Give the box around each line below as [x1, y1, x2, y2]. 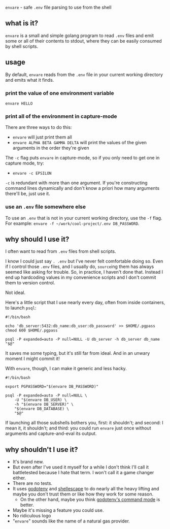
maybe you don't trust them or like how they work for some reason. [12, 491, 154, 497]
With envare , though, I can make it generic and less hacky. [5, 366, 127, 372]
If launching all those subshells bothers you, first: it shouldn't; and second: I [5, 420, 163, 426]
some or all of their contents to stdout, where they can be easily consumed [5, 38, 162, 44]
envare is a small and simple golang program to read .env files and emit [5, 32, 154, 39]
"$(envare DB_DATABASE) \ [14, 406, 70, 412]
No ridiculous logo [12, 513, 51, 519]
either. [12, 475, 26, 481]
